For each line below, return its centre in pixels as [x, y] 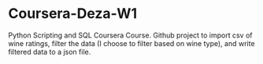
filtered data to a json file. [50, 52]
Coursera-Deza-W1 [73, 14]
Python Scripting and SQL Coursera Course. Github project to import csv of [130, 35]
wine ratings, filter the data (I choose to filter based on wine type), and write [131, 43]
